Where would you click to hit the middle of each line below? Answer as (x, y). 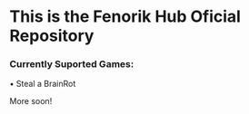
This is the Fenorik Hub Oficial (125, 17)
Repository (52, 36)
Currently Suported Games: (72, 64)
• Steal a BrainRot (43, 84)
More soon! (31, 101)
